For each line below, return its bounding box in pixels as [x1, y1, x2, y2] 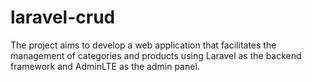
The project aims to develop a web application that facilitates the [10, 39, 277, 51]
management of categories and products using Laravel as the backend [10, 49, 302, 61]
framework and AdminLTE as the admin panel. [10, 60, 200, 72]
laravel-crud [10, 6, 116, 29]
